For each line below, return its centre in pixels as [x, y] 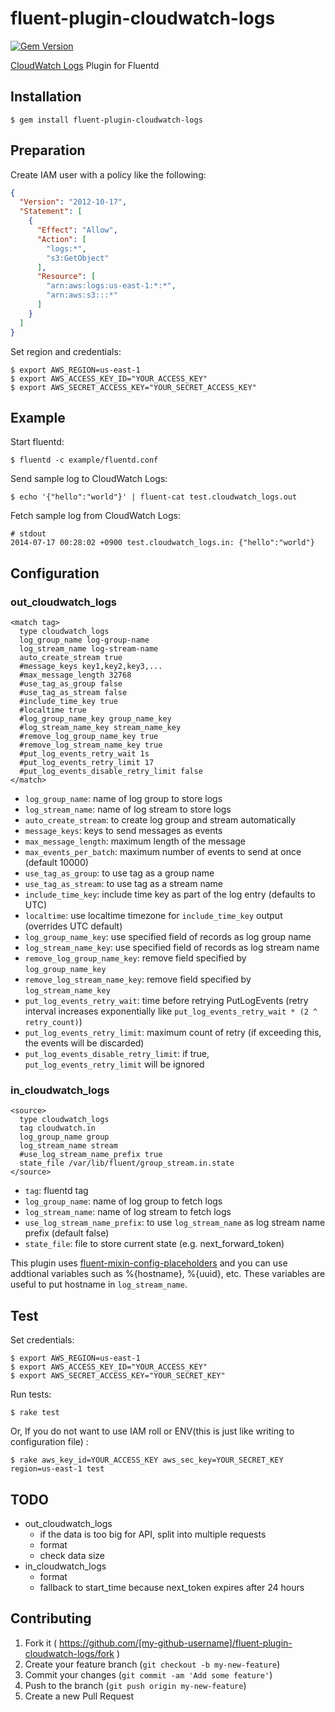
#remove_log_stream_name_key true [91, 745]
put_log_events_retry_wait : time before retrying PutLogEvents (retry [166, 1001]
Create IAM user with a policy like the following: [108, 174]
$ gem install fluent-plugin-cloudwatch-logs [106, 120]
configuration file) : [49, 1442]
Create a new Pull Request [79, 1696]
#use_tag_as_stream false [73, 693]
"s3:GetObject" [78, 258]
